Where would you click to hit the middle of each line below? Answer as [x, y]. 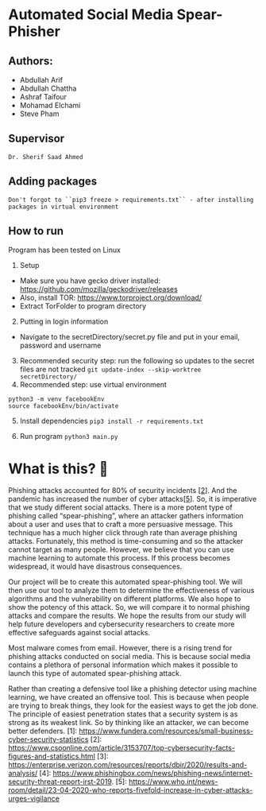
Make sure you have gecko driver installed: [90, 281]
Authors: [31, 61]
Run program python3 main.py [69, 437]
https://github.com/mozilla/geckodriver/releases [99, 289]
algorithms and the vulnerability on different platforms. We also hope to [125, 599]
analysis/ [23, 774]
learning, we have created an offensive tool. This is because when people [129, 697]
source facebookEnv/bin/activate [64, 406]
